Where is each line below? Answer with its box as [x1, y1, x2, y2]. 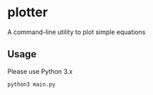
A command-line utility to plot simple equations [7, 28, 146, 36]
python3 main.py [7, 81, 56, 88]
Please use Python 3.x [7, 67, 73, 75]
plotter [7, 4, 48, 21]
